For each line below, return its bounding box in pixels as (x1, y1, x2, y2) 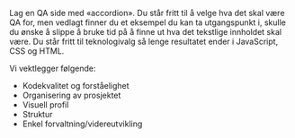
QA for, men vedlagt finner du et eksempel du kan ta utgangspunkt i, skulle (9, 17, 286, 28)
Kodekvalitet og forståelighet (22, 81, 130, 91)
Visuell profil (22, 99, 69, 110)
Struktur (22, 109, 53, 119)
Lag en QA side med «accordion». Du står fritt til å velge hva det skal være (9, 8, 285, 18)
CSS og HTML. (9, 46, 65, 56)
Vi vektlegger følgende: (9, 63, 96, 73)
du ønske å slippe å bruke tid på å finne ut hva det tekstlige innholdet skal (9, 27, 282, 37)
